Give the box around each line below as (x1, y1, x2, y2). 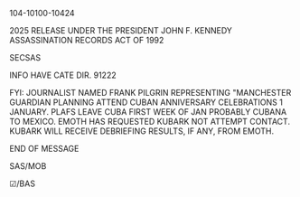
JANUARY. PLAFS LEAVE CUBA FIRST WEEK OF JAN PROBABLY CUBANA (9, 107, 287, 117)
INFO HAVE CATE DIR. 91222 (9, 70, 117, 80)
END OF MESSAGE (9, 144, 80, 154)
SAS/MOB (9, 161, 47, 171)
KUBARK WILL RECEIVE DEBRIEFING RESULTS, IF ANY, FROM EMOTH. (9, 126, 274, 136)
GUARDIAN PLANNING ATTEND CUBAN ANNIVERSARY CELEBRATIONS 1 (9, 97, 283, 108)
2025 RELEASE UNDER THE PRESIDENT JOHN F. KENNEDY (9, 25, 233, 35)
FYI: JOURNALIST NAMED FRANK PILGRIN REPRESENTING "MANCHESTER (9, 88, 292, 98)
